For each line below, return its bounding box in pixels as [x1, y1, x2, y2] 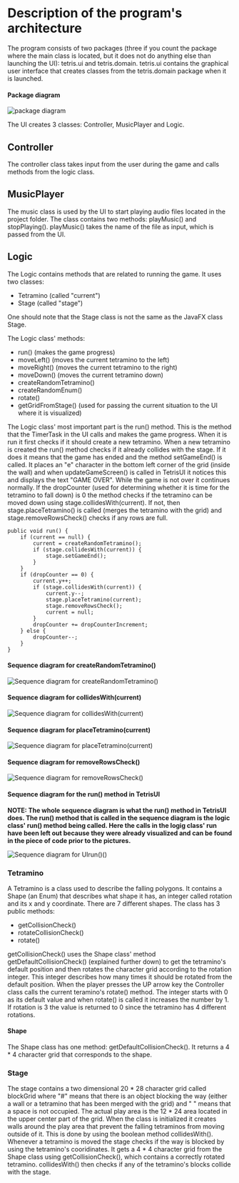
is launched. [7, 74, 44, 83]
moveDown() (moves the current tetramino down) [17, 370, 164, 379]
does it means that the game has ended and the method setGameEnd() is [7, 452, 223, 461]
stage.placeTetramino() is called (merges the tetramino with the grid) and [7, 506, 223, 514]
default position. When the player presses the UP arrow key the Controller [7, 980, 225, 989]
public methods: [7, 907, 55, 915]
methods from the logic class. [7, 167, 95, 176]
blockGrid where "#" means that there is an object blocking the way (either [7, 1092, 228, 1101]
